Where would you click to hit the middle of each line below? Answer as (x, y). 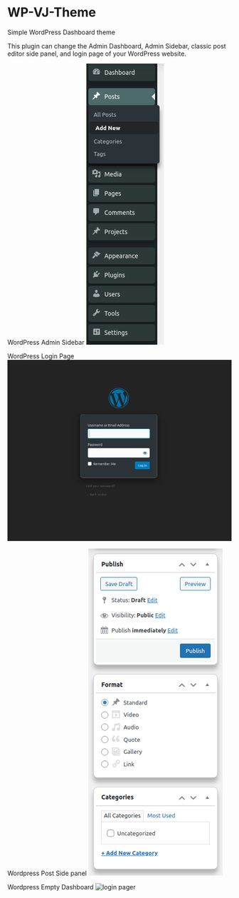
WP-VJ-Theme (52, 12)
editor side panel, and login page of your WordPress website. (97, 54)
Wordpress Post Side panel (47, 873)
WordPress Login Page (41, 356)
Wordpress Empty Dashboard (51, 887)
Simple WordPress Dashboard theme (62, 32)
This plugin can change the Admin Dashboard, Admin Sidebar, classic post (117, 46)
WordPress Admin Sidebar (46, 342)
